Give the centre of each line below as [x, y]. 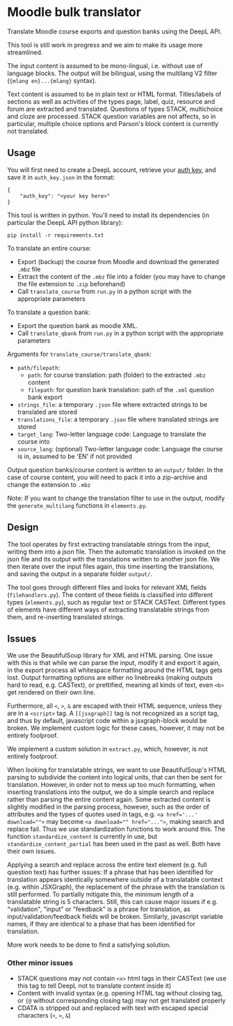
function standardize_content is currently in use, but [82, 837]
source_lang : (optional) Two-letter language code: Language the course [120, 449]
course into [33, 441]
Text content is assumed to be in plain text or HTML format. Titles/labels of [114, 94]
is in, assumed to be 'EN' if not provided [74, 456]
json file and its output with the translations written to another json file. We [114, 559]
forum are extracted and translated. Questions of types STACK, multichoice [115, 109]
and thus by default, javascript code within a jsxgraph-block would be [107, 721]
